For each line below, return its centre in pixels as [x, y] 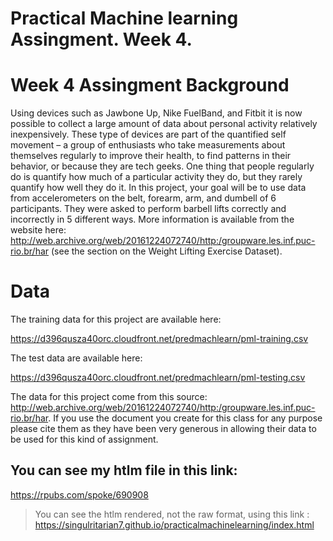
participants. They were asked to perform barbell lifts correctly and [148, 209]
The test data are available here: [76, 358]
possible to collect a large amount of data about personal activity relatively [164, 124]
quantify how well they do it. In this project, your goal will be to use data [158, 188]
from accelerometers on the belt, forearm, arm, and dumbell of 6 [143, 198]
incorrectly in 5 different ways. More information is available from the [152, 219]
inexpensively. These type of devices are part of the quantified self [148, 134]
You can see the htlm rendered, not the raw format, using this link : [172, 514]
